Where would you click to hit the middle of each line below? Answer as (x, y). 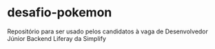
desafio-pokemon (60, 13)
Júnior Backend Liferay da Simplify (57, 38)
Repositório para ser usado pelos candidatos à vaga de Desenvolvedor (108, 31)
